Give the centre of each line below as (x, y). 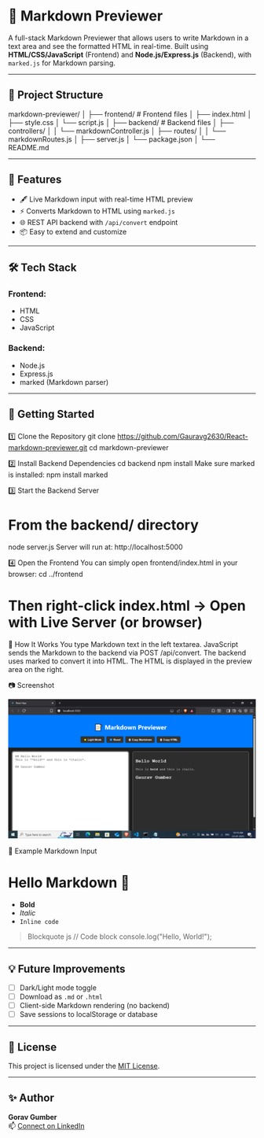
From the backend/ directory (103, 525)
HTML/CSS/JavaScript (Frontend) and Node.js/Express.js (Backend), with (130, 54)
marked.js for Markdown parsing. (62, 63)
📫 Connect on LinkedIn (46, 1125)
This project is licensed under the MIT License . (84, 1066)
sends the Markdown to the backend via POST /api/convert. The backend (127, 652)
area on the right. (36, 669)
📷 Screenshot (31, 685)
